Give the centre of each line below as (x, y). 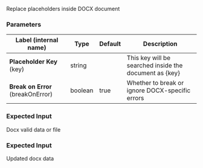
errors (135, 98)
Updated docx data (30, 158)
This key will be (149, 58)
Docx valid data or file (34, 129)
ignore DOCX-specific (159, 90)
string (79, 66)
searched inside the (155, 66)
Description (160, 44)
